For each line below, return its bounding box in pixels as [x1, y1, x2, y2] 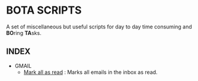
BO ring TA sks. [6, 29, 41, 36]
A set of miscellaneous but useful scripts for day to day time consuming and [6, 23, 193, 30]
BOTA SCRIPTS [6, 4, 82, 17]
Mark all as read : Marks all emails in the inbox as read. [23, 69, 158, 76]
